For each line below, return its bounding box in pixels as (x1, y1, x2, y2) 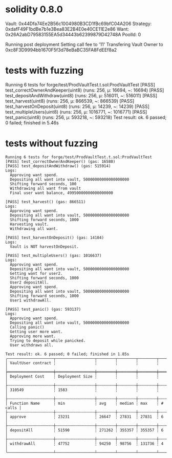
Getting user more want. (10, 329, 63, 334)
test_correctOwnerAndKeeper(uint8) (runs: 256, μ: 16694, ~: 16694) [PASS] (5, 87, 164, 93)
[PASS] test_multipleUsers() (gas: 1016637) (5, 253, 102, 258)
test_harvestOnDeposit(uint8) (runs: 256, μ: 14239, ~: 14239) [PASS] (5, 103, 150, 110)
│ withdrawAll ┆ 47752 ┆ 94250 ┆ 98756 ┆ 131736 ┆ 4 (5, 441, 164, 446)
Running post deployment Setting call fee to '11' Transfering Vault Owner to (5, 41, 163, 47)
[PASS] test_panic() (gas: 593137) (5, 307, 81, 312)
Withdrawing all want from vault (10, 186, 81, 191)
